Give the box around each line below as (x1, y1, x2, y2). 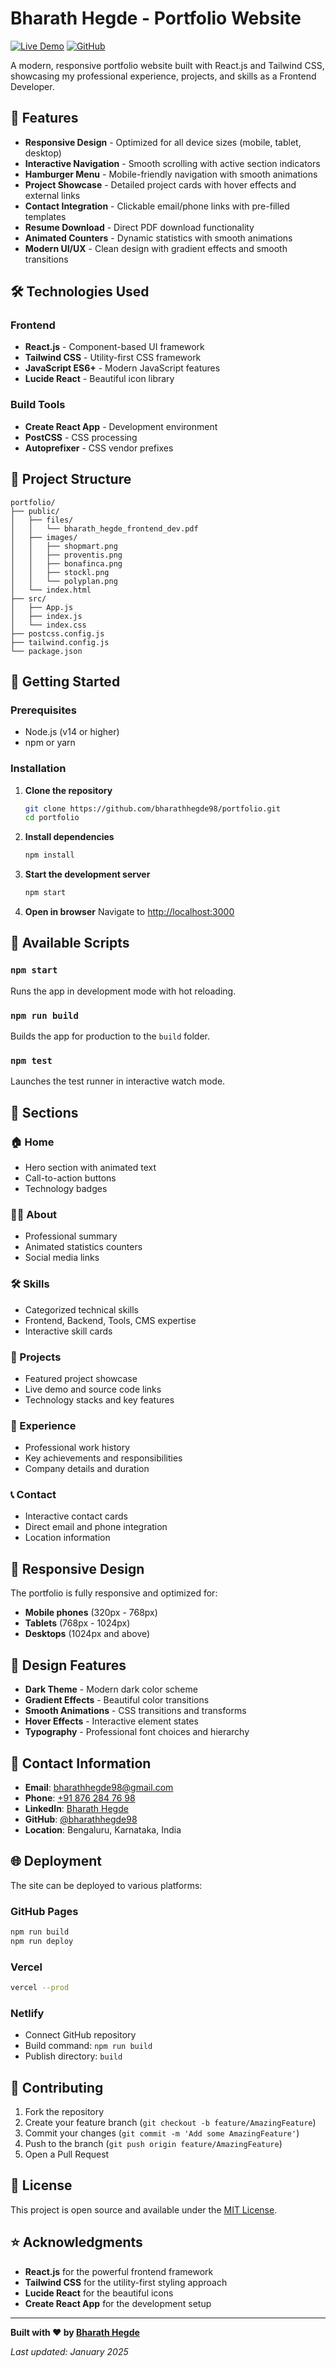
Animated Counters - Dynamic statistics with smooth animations (24, 232, 293, 244)
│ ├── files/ (10, 515, 74, 525)
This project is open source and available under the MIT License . (10, 2203, 278, 2216)
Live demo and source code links (24, 1383, 162, 1395)
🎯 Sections (10, 1104, 79, 1121)
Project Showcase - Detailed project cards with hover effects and (24, 178, 297, 191)
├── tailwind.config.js (10, 637, 110, 647)
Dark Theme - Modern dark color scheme (24, 1683, 198, 1696)
